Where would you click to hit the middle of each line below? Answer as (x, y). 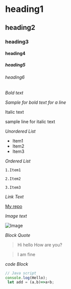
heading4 (15, 54)
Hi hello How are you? (40, 245)
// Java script (21, 273)
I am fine (26, 254)
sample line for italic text (30, 121)
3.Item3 (13, 187)
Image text (16, 216)
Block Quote (18, 235)
